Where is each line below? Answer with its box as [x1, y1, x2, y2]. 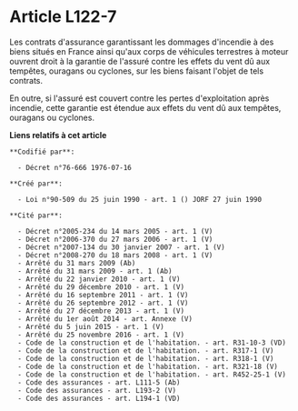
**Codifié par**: [9, 147, 75, 156]
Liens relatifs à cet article [9, 129, 107, 140]
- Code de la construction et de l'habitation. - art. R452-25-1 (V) [17, 370, 286, 379]
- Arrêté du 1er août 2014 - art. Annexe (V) [17, 314, 194, 324]
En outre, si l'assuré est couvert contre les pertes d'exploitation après [9, 93, 270, 104]
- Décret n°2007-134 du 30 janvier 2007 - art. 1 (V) [17, 243, 225, 252]
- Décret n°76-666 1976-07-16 [17, 163, 132, 172]
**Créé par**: [9, 179, 64, 188]
